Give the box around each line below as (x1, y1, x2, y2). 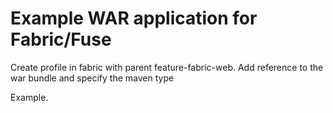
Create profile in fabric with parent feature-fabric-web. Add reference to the (10, 61, 324, 73)
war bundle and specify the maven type (10, 72, 175, 84)
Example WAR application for (10, 7, 258, 30)
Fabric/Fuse (10, 28, 112, 51)
